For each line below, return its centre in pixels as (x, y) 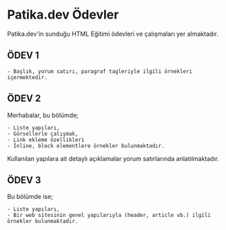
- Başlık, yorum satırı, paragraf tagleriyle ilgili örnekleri (100, 71)
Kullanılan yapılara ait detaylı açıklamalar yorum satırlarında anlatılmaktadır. (113, 158)
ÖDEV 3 (24, 180)
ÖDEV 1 (23, 55)
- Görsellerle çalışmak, (43, 134)
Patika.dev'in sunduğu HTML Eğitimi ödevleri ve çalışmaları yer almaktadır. (113, 34)
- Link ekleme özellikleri (46, 140)
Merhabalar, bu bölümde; (43, 115)
